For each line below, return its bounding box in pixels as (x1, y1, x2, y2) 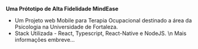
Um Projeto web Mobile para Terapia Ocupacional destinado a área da (14, 17, 192, 24)
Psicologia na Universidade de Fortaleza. (14, 24, 118, 30)
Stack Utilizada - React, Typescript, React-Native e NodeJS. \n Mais (14, 30, 187, 37)
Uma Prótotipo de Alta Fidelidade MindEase (6, 5, 119, 12)
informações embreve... (14, 36, 75, 43)
